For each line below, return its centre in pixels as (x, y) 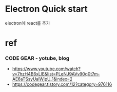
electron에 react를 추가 (28, 23)
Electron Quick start (46, 9)
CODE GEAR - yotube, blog (37, 58)
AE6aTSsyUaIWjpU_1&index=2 (42, 79)
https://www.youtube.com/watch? (46, 69)
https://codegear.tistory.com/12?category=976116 (62, 84)
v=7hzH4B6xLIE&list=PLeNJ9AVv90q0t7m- (56, 74)
